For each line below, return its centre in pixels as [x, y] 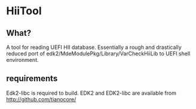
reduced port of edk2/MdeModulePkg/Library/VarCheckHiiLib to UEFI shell [98, 54]
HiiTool [24, 11]
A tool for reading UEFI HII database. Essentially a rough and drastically [94, 47]
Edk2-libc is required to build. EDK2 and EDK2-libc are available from [91, 93]
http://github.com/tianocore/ [41, 99]
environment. [22, 60]
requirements [32, 79]
